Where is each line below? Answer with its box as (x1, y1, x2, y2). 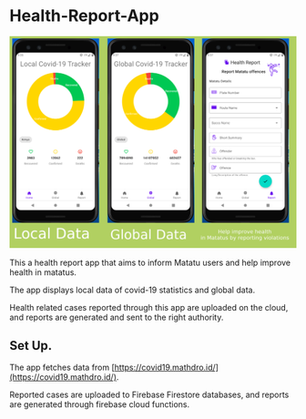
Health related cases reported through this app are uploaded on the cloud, (9, 301, 289, 312)
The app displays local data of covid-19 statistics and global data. (9, 284, 256, 295)
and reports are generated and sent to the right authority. (9, 312, 224, 322)
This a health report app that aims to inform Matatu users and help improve (9, 257, 291, 268)
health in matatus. (9, 266, 77, 278)
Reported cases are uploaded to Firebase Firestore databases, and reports (9, 389, 290, 401)
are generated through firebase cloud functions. (9, 399, 189, 410)
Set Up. (9, 338, 53, 353)
